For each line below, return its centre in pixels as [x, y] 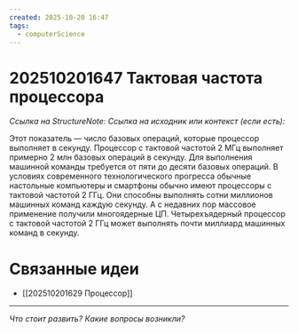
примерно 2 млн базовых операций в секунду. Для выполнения [131, 157]
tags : [19, 26]
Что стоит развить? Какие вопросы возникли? [97, 319]
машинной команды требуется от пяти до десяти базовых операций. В [144, 167]
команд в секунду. [44, 233]
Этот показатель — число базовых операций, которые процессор [134, 139]
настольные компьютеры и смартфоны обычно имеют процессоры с [141, 186]
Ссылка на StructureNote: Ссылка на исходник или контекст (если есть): [147, 122]
